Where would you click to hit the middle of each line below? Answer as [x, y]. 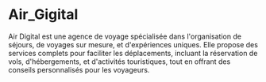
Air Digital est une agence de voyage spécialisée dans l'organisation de [125, 36]
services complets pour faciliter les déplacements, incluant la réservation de [133, 53]
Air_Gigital [43, 15]
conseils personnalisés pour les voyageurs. [79, 69]
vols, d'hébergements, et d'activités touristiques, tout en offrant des [120, 61]
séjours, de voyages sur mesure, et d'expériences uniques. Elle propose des [133, 44]
